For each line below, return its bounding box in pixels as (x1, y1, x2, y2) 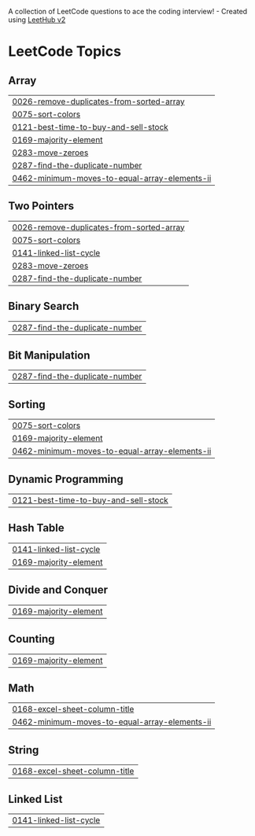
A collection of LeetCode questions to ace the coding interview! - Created (8, 7, 248, 16)
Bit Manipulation (8, 349, 91, 363)
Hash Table (8, 521, 65, 535)
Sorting (8, 397, 46, 411)
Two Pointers (8, 200, 75, 213)
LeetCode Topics (8, 42, 122, 61)
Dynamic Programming (8, 472, 124, 486)
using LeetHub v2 (8, 15, 66, 24)
